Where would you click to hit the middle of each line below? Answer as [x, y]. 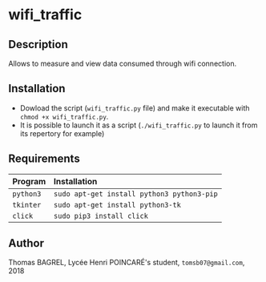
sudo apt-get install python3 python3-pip [135, 193]
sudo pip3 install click [101, 216]
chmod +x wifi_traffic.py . [64, 116]
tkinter [27, 205]
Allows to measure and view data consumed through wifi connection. [123, 63]
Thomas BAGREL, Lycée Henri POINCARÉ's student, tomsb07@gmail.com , [127, 263]
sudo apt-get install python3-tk [117, 205]
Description [38, 44]
